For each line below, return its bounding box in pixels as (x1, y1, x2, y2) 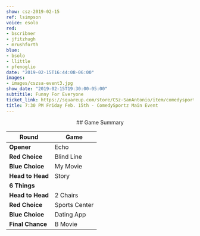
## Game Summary (76, 119, 124, 126)
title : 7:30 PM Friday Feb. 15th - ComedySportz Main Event (6, 102, 159, 109)
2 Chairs (54, 191, 79, 199)
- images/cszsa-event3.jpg (6, 81, 73, 87)
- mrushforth (6, 42, 39, 48)
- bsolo (6, 53, 26, 59)
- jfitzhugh (6, 36, 36, 42)
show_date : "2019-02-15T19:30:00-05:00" (6, 86, 108, 92)
